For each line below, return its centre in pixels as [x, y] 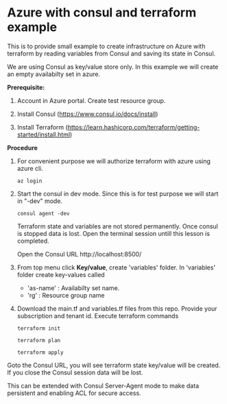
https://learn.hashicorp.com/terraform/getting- [134, 127]
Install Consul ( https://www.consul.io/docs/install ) [87, 114]
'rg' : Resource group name [66, 295]
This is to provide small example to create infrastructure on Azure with [106, 46]
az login [29, 181]
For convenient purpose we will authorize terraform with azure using [114, 161]
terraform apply [40, 352]
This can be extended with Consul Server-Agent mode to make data [103, 385]
